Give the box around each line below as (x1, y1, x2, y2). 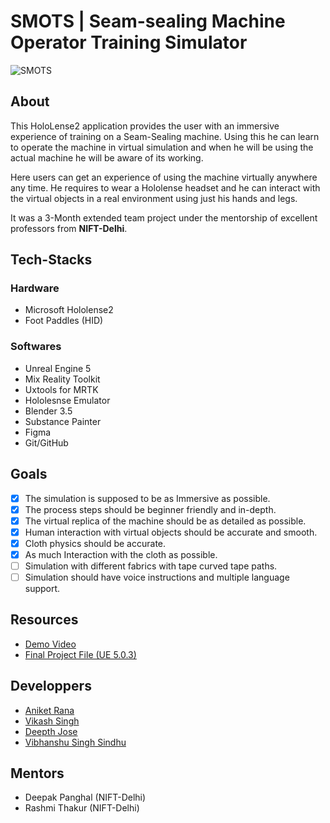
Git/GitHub (24, 436, 69, 449)
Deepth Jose (24, 725, 78, 737)
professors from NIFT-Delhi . (10, 222, 128, 234)
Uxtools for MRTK (24, 383, 99, 395)
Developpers (10, 678, 92, 695)
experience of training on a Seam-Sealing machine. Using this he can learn (10, 130, 320, 142)
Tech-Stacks (10, 251, 93, 269)
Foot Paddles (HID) (24, 315, 104, 327)
